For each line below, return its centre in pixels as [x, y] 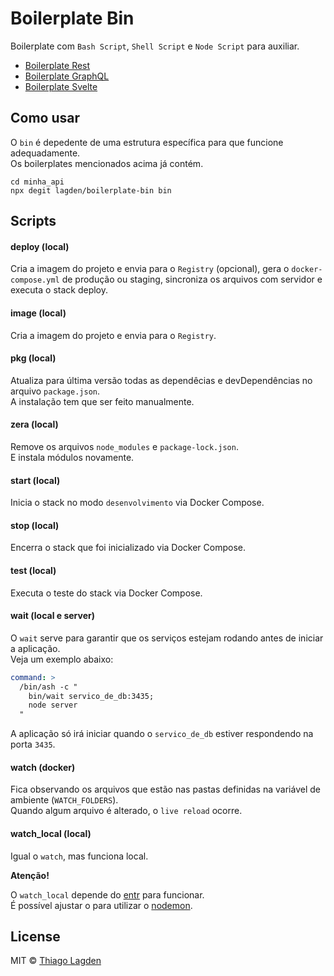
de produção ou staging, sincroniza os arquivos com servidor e [192, 279]
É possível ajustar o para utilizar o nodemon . [101, 905]
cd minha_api [37, 182]
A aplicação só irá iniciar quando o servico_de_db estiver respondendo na [162, 734]
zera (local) [34, 424]
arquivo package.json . [55, 391]
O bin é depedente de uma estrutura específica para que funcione [147, 142]
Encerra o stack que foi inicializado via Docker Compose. [128, 548]
